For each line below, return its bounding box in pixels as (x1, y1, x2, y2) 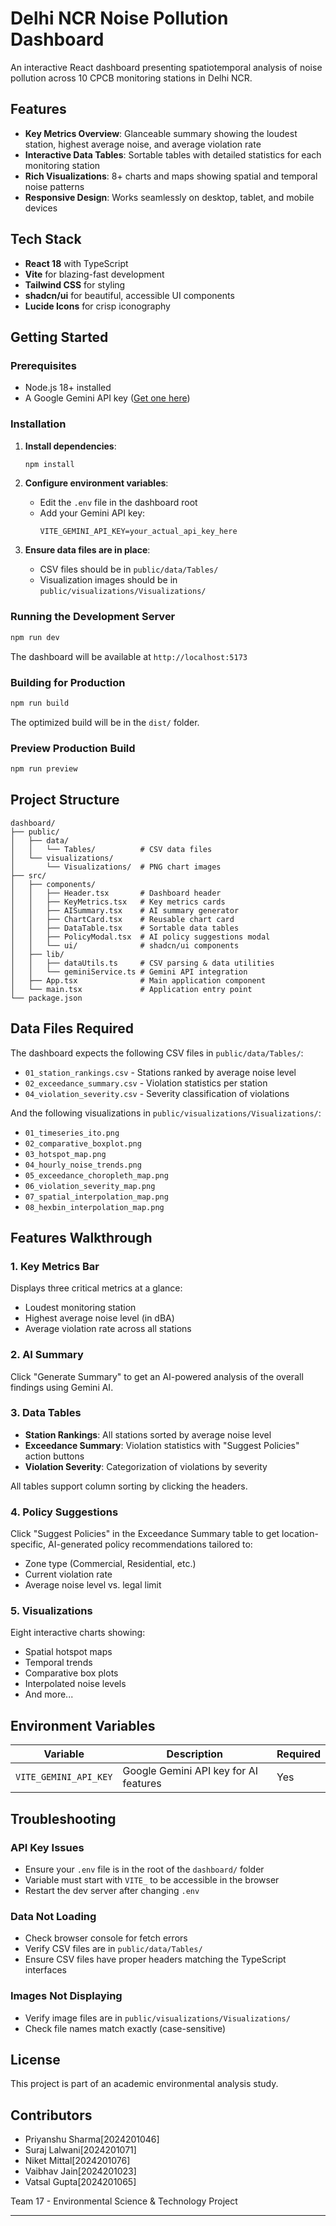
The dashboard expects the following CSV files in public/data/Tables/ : (10, 1047, 304, 1059)
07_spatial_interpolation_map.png (24, 1192, 169, 1202)
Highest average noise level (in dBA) (24, 1312, 175, 1324)
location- (281, 1528, 319, 1540)
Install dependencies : (24, 440, 117, 452)
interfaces (24, 1964, 67, 1976)
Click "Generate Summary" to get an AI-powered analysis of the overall (10, 1370, 304, 1382)
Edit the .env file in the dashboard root (39, 497, 198, 509)
